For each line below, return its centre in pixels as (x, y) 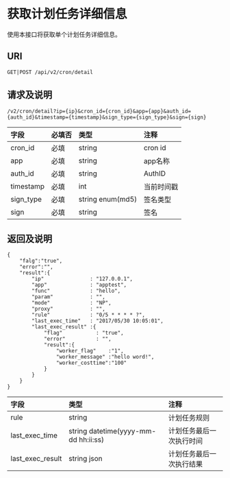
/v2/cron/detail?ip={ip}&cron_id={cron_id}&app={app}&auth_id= (99, 111)
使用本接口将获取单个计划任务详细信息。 (64, 34)
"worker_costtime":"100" (91, 363)
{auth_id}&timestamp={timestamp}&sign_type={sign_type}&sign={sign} (107, 117)
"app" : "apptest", (79, 285)
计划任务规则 (189, 418)
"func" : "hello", (76, 291)
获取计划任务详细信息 (67, 14)
